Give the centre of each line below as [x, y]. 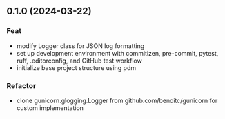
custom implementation [50, 108]
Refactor [21, 85]
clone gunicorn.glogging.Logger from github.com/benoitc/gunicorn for [117, 100]
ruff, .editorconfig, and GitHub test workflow [79, 61]
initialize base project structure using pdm [76, 67]
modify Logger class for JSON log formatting [80, 46]
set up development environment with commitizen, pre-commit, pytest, [117, 53]
